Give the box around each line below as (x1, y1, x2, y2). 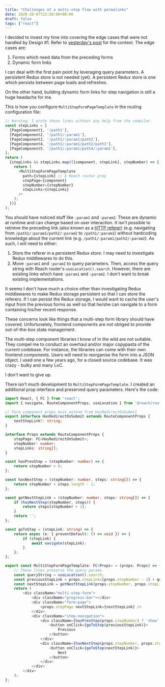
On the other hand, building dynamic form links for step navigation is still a (5, 89, 156, 95)
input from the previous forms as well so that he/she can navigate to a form (5, 301, 158, 307)
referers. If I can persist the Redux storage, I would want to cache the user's (5, 296, 159, 302)
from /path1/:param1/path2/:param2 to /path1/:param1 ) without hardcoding (5, 230, 157, 236)
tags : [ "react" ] (5, 21, 38, 26)
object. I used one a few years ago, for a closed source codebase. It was (5, 357, 152, 363)
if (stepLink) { (23, 536, 56, 541)
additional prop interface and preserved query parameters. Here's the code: (5, 387, 159, 392)
